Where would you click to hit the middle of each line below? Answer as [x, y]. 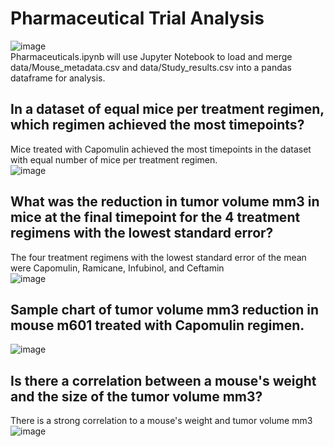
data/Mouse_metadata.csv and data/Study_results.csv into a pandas [151, 67]
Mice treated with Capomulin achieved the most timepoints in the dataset [161, 149]
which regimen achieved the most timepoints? [157, 125]
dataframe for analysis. [58, 78]
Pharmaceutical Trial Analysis [137, 18]
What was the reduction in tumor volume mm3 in [165, 202]
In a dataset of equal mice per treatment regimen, [167, 109]
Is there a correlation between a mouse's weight [163, 380]
